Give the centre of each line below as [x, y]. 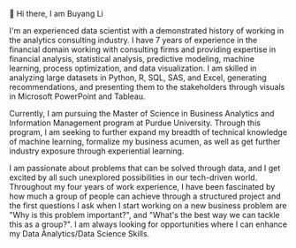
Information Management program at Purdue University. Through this [135, 123]
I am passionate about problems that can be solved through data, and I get [145, 168]
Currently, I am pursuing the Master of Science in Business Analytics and [142, 113]
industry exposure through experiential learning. [97, 151]
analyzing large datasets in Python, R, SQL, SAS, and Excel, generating [138, 78]
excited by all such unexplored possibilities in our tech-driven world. [133, 177]
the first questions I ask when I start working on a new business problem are [148, 206]
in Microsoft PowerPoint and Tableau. [77, 96]
